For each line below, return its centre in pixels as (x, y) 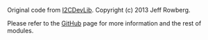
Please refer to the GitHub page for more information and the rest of (104, 23)
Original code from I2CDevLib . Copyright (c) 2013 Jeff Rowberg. (99, 10)
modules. (20, 31)
